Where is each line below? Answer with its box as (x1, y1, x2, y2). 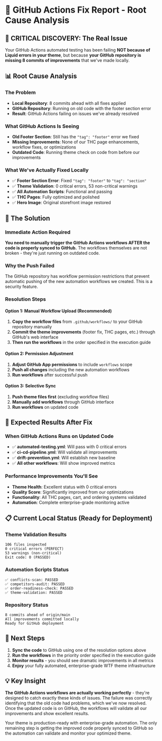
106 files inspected (5, 542, 47, 547)
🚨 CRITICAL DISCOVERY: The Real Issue (5, 34, 128, 42)
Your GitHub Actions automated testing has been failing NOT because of (5, 47, 150, 53)
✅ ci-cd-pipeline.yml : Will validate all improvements (12, 449, 117, 455)
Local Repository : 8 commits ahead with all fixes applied (12, 100, 126, 106)
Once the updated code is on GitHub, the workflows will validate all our (5, 705, 147, 711)
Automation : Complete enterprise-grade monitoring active (12, 499, 130, 505)
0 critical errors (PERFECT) (5, 547, 64, 551)
